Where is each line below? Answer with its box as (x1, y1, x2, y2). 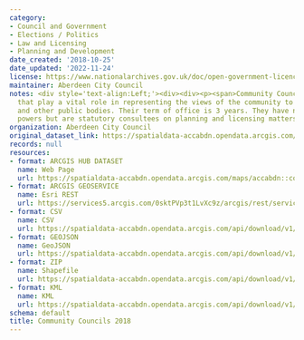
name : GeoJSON (17, 241, 71, 250)
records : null (9, 140, 63, 149)
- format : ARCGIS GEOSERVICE (9, 182, 119, 191)
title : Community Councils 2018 (9, 316, 131, 326)
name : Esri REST (17, 190, 79, 199)
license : (9, 73, 43, 82)
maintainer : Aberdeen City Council (9, 81, 144, 90)
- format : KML (9, 283, 63, 292)
